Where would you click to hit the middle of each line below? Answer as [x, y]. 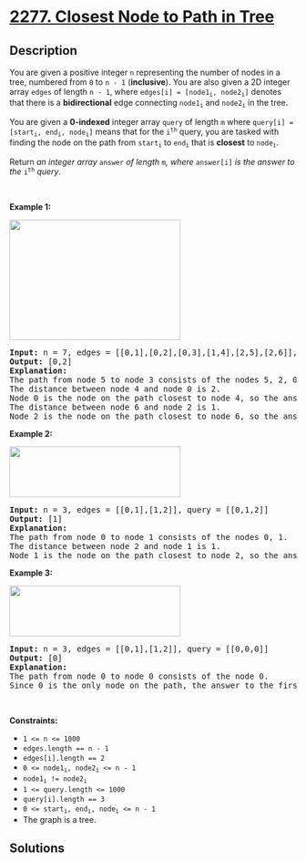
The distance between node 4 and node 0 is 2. [115, 389]
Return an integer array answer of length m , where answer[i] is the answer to [152, 161]
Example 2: [31, 433]
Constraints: [34, 720]
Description [43, 51]
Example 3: [31, 573]
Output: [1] [36, 519]
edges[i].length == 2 [63, 758]
